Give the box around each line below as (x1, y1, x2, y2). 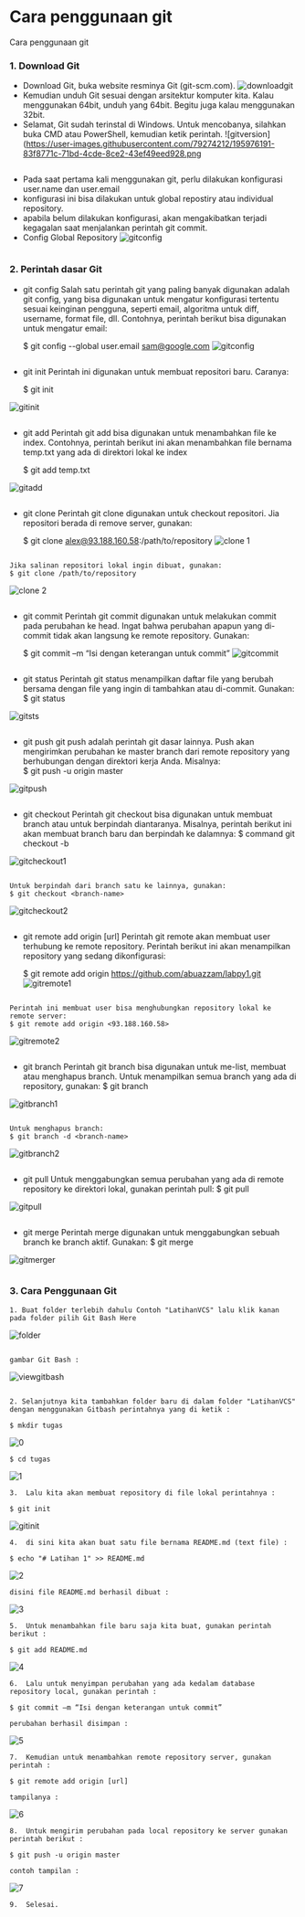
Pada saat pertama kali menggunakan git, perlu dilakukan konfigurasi (22, 174, 283, 185)
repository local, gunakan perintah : (9, 1687, 157, 1696)
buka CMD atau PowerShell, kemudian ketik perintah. (22, 129, 224, 140)
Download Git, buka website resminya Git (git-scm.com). (22, 80, 236, 91)
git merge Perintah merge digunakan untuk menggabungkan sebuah (22, 1226, 280, 1237)
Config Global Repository (22, 232, 118, 243)
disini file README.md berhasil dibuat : (9, 1587, 170, 1596)
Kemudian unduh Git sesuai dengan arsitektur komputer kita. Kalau (22, 90, 274, 101)
